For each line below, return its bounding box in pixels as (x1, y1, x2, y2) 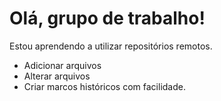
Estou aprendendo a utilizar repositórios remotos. (9, 40, 213, 52)
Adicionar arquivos (23, 59, 102, 71)
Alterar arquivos (23, 70, 91, 82)
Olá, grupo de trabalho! (9, 7, 206, 30)
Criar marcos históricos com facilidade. (23, 80, 186, 92)
